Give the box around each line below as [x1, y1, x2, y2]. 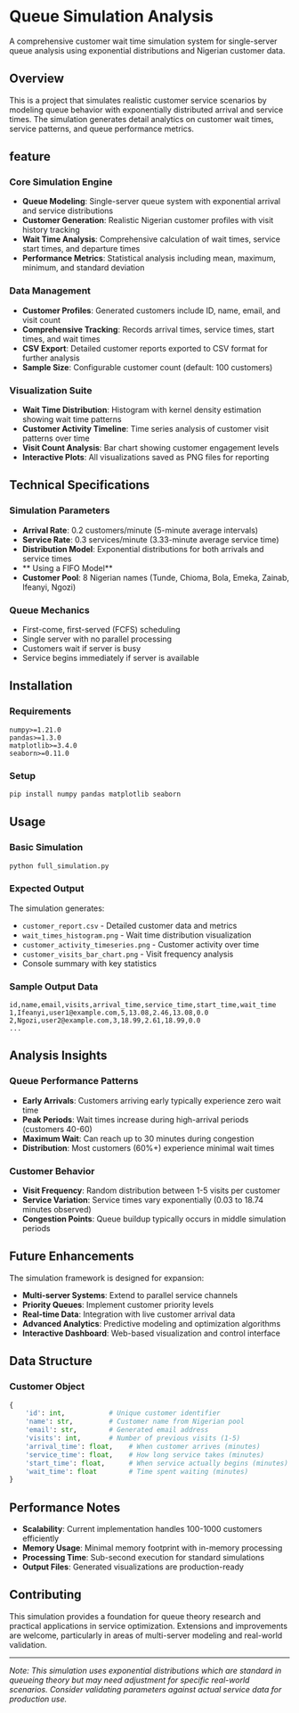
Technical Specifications [9, 477, 150, 492]
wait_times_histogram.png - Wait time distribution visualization [21, 930, 252, 940]
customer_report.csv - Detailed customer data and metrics [21, 920, 238, 931]
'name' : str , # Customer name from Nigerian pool [25, 1417, 245, 1427]
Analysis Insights [9, 1048, 108, 1063]
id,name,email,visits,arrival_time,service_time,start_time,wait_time [9, 1001, 277, 1010]
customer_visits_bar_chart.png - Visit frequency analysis [21, 948, 234, 959]
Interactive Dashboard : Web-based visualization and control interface [21, 1328, 281, 1338]
